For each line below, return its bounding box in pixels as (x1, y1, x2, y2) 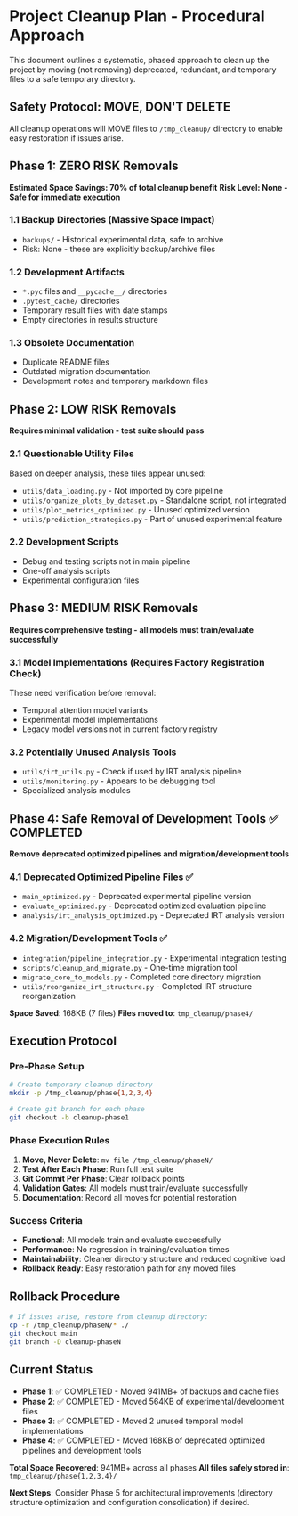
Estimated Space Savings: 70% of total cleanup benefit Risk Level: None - (9, 182, 288, 193)
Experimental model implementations (21, 714, 158, 725)
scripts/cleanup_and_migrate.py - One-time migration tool (21, 962, 238, 972)
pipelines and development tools (21, 1445, 142, 1455)
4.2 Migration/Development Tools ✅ (9, 932, 168, 945)
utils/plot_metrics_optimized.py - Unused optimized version (21, 504, 251, 514)
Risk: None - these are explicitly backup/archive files (21, 243, 216, 254)
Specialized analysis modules (21, 785, 131, 796)
